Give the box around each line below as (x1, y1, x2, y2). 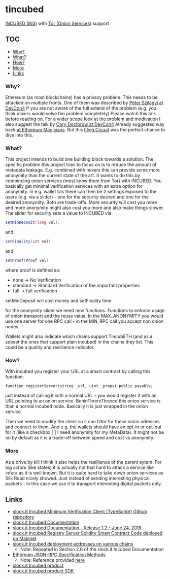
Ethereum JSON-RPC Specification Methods (12, 552, 106, 558)
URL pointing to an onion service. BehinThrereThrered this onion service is (5, 398, 161, 404)
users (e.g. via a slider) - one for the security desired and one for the (5, 194, 149, 200)
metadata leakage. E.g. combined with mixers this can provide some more (5, 167, 160, 173)
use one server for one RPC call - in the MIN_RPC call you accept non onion (5, 318, 164, 324)
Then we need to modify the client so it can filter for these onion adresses (5, 419, 160, 425)
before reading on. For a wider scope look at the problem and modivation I (5, 116, 161, 122)
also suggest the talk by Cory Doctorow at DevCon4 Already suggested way (5, 121, 165, 127)
